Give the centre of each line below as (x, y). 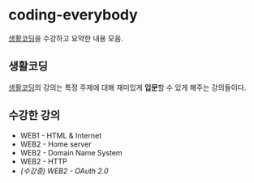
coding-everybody (73, 15)
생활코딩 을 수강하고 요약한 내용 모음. (66, 38)
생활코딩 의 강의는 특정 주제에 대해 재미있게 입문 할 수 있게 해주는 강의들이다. (127, 87)
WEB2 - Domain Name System (71, 152)
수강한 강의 (34, 115)
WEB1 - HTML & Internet (61, 135)
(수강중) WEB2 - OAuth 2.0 (64, 171)
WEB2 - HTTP (43, 161)
